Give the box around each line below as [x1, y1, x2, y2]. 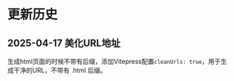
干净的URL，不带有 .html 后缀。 [13, 66, 107, 75]
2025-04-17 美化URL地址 [7, 37, 121, 49]
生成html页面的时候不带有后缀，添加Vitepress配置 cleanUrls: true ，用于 [7, 58, 221, 65]
